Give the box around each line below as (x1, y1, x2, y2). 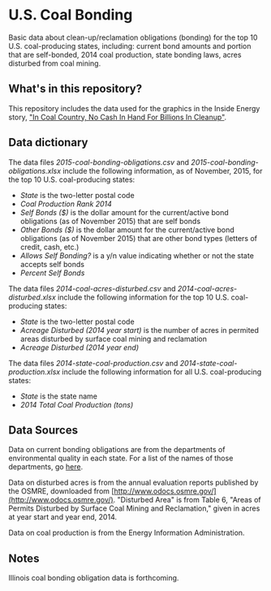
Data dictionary (8, 136, 88, 149)
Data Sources (8, 423, 79, 437)
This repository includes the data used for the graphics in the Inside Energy (8, 103, 260, 113)
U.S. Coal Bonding (8, 6, 133, 24)
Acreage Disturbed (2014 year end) (19, 343, 140, 352)
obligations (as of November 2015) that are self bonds (19, 216, 201, 226)
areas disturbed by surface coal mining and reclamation (19, 334, 207, 343)
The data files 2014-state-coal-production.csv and (8, 358, 179, 368)
